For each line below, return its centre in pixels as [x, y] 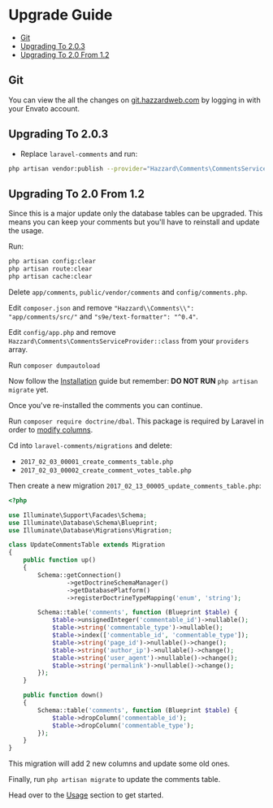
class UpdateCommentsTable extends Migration [87, 545]
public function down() [63, 695]
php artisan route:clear [50, 269]
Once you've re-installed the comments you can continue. [106, 405]
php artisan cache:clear [50, 276]
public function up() [59, 560]
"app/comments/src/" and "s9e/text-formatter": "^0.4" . [104, 316]
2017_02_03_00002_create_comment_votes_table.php [106, 470]
